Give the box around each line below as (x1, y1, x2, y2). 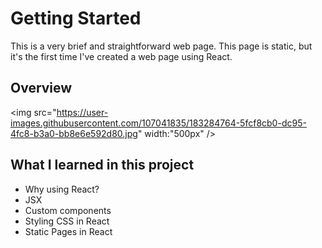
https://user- (56, 106, 109, 118)
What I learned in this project (10, 157, 195, 174)
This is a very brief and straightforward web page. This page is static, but (10, 40, 313, 52)
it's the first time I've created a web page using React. (10, 50, 233, 62)
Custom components (24, 204, 112, 216)
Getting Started (10, 7, 142, 30)
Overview (10, 80, 73, 97)
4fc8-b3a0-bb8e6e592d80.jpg (10, 127, 138, 139)
